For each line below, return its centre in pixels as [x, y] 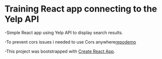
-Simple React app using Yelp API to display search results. [64, 32]
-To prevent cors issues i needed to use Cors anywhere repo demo [71, 42]
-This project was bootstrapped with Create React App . [60, 51]
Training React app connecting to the [81, 9]
